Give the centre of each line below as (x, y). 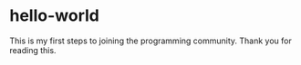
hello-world (55, 16)
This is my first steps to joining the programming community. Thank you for (150, 41)
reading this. (33, 50)
